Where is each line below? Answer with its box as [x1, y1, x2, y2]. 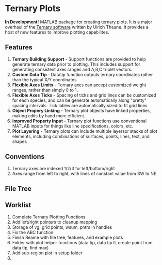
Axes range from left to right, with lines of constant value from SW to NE [12, 171, 157, 176]
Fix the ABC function [12, 229, 54, 235]
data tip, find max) [12, 245, 49, 250]
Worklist [5, 201, 32, 209]
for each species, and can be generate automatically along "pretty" [12, 97, 147, 103]
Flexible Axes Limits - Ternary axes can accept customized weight [12, 82, 146, 88]
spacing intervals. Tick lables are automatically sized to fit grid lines [12, 102, 147, 108]
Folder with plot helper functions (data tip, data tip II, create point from [12, 239, 153, 245]
